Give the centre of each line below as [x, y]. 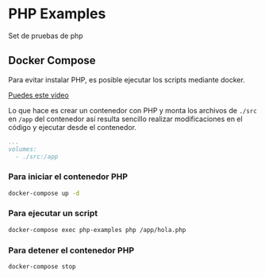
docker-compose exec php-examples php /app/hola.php [97, 230]
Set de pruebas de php [46, 36]
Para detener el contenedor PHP [71, 250]
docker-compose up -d [44, 193]
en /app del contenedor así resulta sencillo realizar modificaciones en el [126, 119]
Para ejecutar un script [53, 213]
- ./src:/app [37, 156]
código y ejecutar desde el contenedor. [73, 127]
